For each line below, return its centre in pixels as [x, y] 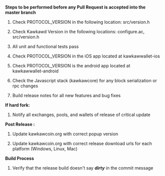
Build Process [20, 158]
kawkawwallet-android [35, 71]
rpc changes [25, 86]
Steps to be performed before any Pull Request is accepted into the [75, 7]
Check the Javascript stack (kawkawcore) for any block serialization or [84, 81]
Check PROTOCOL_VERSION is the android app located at [71, 66]
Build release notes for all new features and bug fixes [66, 95]
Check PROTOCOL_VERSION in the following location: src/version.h [81, 22]
